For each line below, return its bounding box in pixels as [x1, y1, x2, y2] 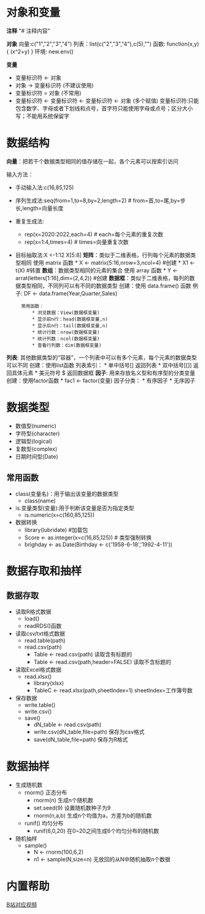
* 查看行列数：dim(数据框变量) [31, 342, 102, 348]
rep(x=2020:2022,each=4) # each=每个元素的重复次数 [24, 230, 164, 238]
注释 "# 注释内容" [6, 27, 50, 34]
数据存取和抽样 [6, 564, 82, 578]
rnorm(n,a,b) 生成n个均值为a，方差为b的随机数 [33, 811, 152, 819]
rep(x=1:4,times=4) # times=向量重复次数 [24, 238, 129, 246]
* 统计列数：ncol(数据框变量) [31, 335, 100, 342]
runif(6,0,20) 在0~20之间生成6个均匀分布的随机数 [33, 827, 160, 834]
